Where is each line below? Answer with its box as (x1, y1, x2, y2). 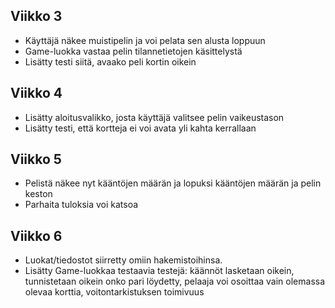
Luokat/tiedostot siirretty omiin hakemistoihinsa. (24, 254, 223, 266)
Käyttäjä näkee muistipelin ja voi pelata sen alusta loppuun (24, 34, 266, 46)
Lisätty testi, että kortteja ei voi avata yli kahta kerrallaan (24, 122, 257, 134)
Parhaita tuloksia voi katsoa (24, 199, 139, 211)
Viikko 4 (10, 85, 63, 102)
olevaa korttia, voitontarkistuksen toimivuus (24, 286, 205, 298)
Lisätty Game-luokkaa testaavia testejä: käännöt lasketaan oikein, (24, 265, 295, 277)
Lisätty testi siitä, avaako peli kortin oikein (24, 55, 197, 68)
